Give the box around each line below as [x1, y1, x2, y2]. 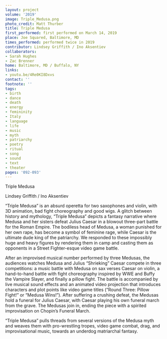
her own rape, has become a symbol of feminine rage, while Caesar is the [5, 229, 157, 235]
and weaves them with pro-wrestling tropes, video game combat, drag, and [5, 323, 161, 329]
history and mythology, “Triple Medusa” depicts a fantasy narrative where [5, 213, 157, 220]
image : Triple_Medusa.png [5, 16, 59, 21]
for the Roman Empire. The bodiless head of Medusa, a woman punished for [5, 224, 162, 230]
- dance [5, 95, 21, 100]
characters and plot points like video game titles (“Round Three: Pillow [5, 287, 150, 293]
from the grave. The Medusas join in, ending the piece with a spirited [5, 303, 147, 309]
